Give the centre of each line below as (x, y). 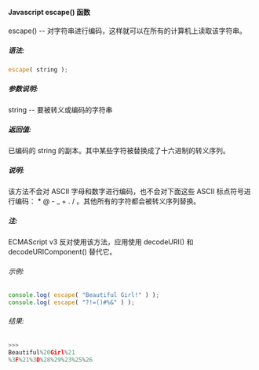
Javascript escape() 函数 (49, 12)
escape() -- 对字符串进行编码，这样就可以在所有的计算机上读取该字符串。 (128, 31)
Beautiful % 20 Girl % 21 (42, 352)
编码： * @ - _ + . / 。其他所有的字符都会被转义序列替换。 (108, 201)
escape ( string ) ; (38, 70)
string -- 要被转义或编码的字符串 (60, 110)
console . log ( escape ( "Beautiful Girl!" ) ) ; (84, 295)
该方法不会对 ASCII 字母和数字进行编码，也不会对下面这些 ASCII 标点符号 (126, 191)
